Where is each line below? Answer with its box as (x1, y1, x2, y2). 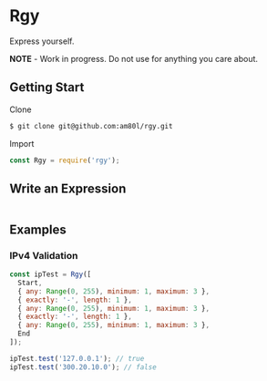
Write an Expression (9, 180, 127, 196)
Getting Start (9, 79, 85, 96)
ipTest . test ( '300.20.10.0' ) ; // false (9, 362, 157, 372)
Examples (9, 221, 67, 237)
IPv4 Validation (9, 249, 79, 262)
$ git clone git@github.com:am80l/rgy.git (9, 121, 173, 130)
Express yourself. (9, 36, 75, 46)
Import (9, 138, 35, 149)
